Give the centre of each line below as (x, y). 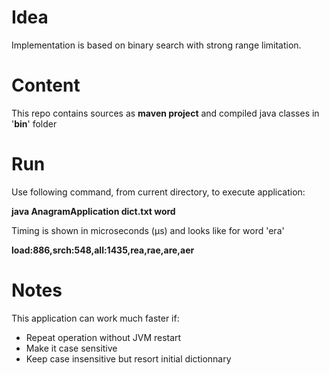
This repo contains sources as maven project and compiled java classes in (165, 113)
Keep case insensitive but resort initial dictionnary (128, 358)
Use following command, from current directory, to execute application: (158, 192)
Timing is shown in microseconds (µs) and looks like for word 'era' (148, 230)
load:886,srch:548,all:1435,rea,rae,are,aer (103, 250)
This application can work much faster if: (95, 318)
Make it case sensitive (71, 348)
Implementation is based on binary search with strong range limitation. (156, 45)
